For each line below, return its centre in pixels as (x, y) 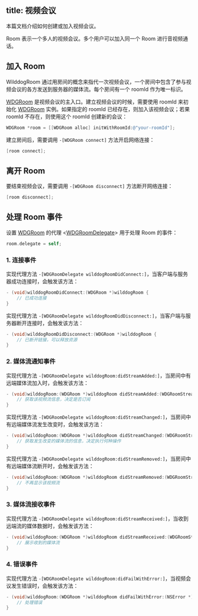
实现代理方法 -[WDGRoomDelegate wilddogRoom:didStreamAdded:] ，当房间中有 (99, 375)
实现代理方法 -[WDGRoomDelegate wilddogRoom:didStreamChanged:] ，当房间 (96, 417)
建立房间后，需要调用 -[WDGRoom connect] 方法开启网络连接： (80, 140)
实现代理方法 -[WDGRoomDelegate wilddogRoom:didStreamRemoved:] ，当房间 (96, 458)
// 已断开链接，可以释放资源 (47, 340)
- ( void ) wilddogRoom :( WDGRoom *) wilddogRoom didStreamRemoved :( (87, 477)
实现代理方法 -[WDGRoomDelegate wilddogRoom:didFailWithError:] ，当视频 (96, 578)
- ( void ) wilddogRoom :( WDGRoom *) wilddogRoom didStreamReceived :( (88, 537)
